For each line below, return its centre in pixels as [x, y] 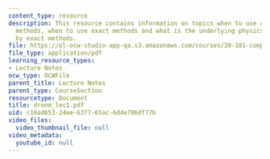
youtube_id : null [45, 143]
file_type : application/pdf [55, 53]
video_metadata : [35, 135]
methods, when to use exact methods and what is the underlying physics [140, 31]
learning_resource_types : [51, 61]
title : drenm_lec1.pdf [46, 105]
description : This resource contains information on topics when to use [133, 23]
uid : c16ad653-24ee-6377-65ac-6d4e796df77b [82, 113]
